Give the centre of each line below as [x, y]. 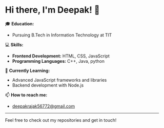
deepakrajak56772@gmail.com [43, 106]
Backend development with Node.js [48, 85]
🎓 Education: [20, 23]
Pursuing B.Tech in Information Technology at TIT [62, 35]
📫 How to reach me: [26, 95]
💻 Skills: [14, 45]
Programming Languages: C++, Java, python [58, 61]
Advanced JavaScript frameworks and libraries [59, 80]
